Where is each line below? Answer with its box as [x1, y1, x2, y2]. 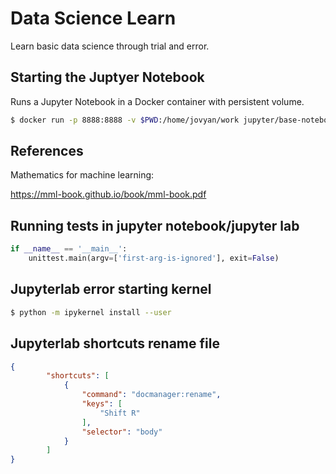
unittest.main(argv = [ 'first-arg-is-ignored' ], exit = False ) [28, 253, 280, 264]
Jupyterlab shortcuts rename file [10, 335, 220, 352]
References [10, 143, 84, 160]
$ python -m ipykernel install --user [10, 307, 172, 317]
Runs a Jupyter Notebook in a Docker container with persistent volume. [10, 95, 305, 107]
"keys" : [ [81, 399, 123, 409]
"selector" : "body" [81, 427, 163, 437]
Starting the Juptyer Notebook [10, 69, 205, 86]
